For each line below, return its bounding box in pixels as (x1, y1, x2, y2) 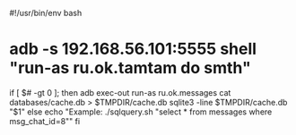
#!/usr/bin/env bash (9, 8, 83, 18)
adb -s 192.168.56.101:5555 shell (9, 39, 257, 59)
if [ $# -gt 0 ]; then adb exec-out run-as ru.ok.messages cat (9, 87, 231, 97)
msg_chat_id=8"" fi (9, 115, 81, 126)
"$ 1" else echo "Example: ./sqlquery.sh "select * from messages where (9, 106, 273, 117)
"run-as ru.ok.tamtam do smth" (9, 58, 251, 79)
